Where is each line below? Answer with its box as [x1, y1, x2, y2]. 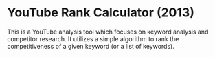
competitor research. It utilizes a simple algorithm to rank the [7, 34, 179, 43]
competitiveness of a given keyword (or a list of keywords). [7, 42, 175, 50]
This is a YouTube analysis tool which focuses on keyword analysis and [7, 27, 209, 36]
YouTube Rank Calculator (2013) [7, 5, 194, 21]
